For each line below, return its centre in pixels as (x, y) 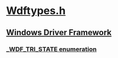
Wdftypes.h (36, 11)
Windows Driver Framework (59, 33)
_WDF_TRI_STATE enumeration (51, 49)
